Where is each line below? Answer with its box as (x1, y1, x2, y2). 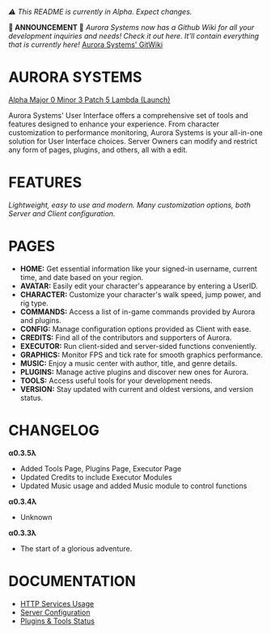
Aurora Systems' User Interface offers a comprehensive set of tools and (8, 110, 248, 120)
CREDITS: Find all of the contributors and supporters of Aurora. (19, 332, 232, 343)
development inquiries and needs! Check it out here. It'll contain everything (8, 32, 260, 40)
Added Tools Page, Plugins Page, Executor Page (19, 463, 182, 473)
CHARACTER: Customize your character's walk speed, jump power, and (19, 289, 261, 299)
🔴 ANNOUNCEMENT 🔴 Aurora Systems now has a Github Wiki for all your (8, 23, 255, 32)
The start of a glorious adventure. (19, 543, 133, 553)
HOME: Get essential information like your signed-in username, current (19, 263, 257, 274)
